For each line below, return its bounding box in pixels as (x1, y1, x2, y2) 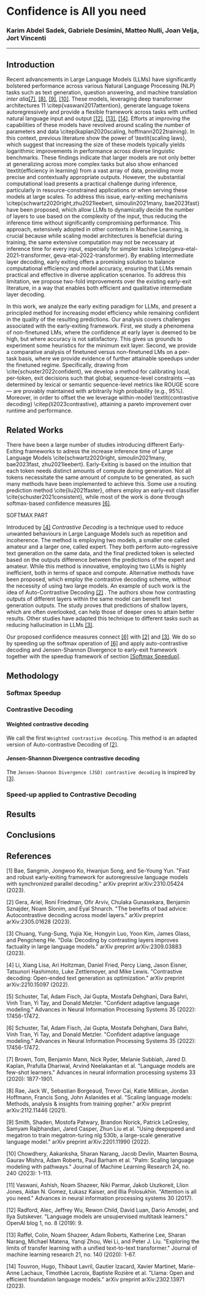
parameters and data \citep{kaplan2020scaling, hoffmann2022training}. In (6, 128, 195, 136)
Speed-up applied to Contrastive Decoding (6, 790, 137, 799)
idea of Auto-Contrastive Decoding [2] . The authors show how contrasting (6, 589, 196, 596)
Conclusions (6, 830, 56, 840)
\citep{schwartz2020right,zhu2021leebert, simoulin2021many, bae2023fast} (6, 199, 200, 207)
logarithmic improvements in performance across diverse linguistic (6, 147, 175, 155)
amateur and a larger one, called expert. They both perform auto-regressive (6, 543, 198, 550)
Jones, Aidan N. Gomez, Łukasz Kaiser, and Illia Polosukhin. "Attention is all (6, 1188, 197, 1196)
